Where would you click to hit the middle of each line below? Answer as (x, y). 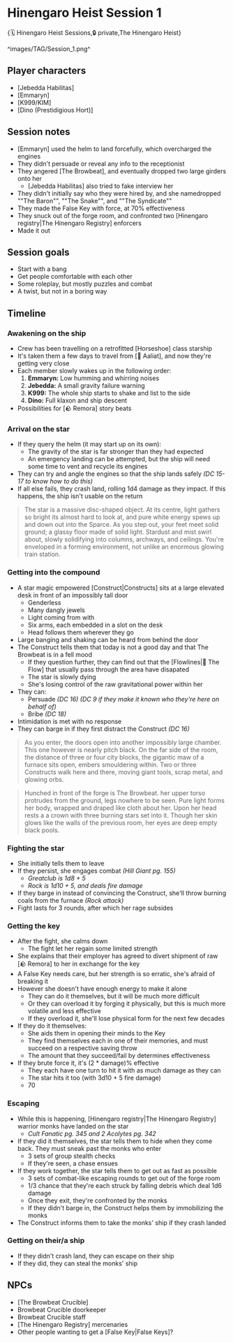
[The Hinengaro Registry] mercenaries (73, 1324)
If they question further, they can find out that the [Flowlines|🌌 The (123, 662)
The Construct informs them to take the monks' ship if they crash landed (122, 1222)
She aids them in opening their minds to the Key (97, 1033)
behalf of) (42, 706)
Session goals (38, 252)
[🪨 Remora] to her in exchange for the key (78, 964)
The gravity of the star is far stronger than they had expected (115, 451)
